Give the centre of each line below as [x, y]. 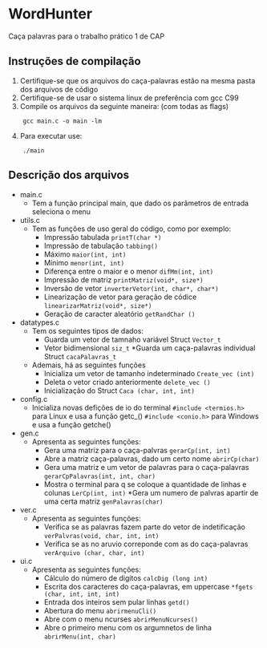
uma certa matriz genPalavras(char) [103, 501]
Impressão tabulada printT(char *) [103, 237]
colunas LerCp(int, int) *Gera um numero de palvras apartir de [151, 492]
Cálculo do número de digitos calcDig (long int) [126, 577]
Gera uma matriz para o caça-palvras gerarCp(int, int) [137, 450]
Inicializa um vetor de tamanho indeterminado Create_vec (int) [149, 373]
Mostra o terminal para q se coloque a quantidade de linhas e [145, 484]
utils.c [30, 220]
